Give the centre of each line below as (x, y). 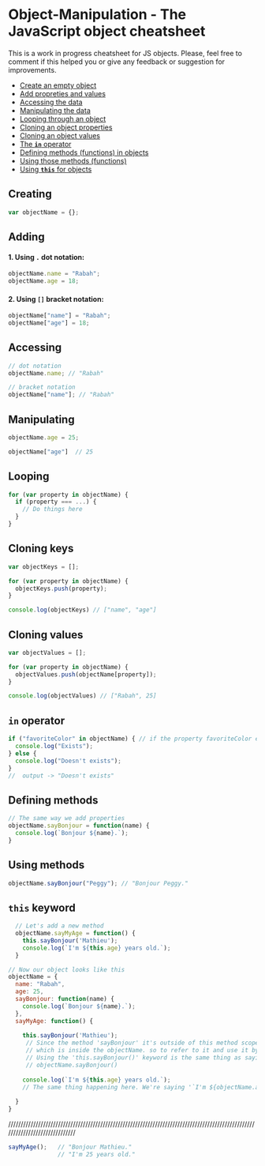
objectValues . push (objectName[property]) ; (86, 674)
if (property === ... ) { (56, 502)
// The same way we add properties (67, 818)
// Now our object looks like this (67, 969)
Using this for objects (56, 169)
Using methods (47, 865)
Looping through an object (63, 118)
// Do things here (52, 510)
